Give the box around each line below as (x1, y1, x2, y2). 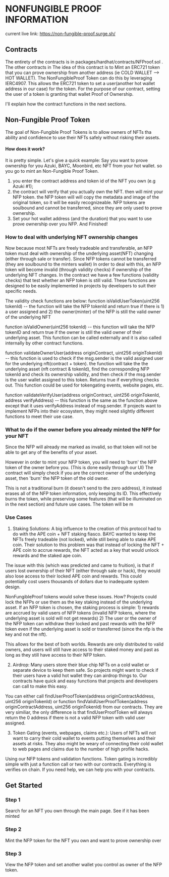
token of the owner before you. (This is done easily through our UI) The (5, 465, 153, 471)
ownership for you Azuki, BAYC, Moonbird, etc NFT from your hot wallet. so (5, 163, 162, 169)
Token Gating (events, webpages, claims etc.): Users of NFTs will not (12, 730, 156, 736)
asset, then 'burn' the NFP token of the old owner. (5, 475, 109, 481)
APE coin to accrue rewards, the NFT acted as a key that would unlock (12, 547, 159, 553)
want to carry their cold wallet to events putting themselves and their (12, 735, 156, 741)
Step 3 (5, 850, 22, 857)
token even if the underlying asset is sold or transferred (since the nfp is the (5, 626, 163, 632)
